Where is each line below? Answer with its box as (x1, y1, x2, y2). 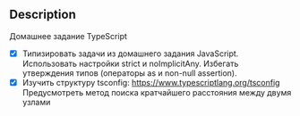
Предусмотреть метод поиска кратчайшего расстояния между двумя (21, 87, 292, 97)
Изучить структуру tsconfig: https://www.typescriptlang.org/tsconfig (21, 77, 280, 87)
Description (9, 7, 76, 22)
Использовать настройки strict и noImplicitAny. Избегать (21, 58, 239, 69)
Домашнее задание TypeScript (9, 30, 128, 41)
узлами (21, 96, 51, 107)
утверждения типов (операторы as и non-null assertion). (21, 67, 237, 79)
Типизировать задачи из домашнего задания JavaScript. (21, 48, 239, 59)
